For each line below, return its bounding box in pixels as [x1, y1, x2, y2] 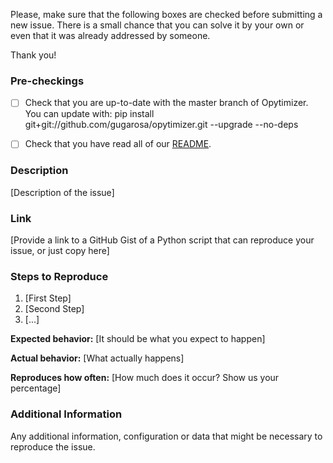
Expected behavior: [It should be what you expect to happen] [10, 333, 266, 345]
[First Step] [24, 292, 72, 304]
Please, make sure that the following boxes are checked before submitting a [10, 9, 323, 20]
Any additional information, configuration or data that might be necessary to [10, 430, 323, 442]
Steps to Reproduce [10, 269, 109, 283]
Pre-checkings [10, 74, 85, 88]
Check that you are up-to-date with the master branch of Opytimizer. [24, 97, 309, 109]
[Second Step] [24, 303, 85, 315]
